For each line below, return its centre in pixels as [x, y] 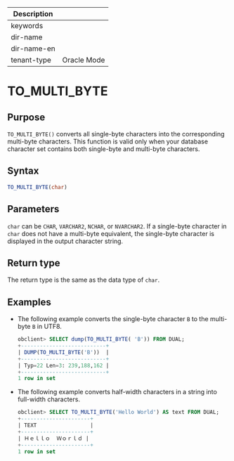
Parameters [33, 209]
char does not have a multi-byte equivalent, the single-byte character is [111, 233]
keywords [27, 26]
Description [33, 14]
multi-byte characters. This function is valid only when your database [108, 141]
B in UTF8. [47, 327]
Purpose [26, 117]
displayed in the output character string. [65, 241]
